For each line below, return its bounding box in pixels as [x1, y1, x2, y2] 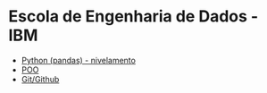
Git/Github [21, 73, 60, 84]
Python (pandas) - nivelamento [21, 55, 136, 65]
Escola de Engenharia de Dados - [8, 6, 259, 27]
